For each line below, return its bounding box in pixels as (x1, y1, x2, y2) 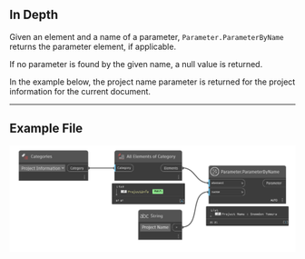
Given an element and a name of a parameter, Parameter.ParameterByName (9, 31, 284, 42)
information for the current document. (9, 85, 152, 96)
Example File (9, 121, 84, 136)
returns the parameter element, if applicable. (9, 41, 177, 52)
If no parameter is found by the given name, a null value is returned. (9, 58, 263, 69)
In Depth (9, 7, 59, 23)
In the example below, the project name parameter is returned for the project (9, 76, 296, 87)
